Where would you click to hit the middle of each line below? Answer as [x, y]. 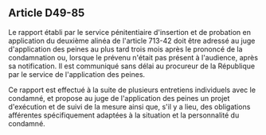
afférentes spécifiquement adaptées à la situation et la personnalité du [124, 115]
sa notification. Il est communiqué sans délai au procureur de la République [132, 66]
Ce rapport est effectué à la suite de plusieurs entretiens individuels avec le [132, 90]
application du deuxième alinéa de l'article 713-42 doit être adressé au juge [132, 40]
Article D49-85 [47, 13]
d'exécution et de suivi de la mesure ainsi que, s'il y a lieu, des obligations [129, 106]
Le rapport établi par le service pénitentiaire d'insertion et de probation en [129, 32]
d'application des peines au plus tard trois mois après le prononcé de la [125, 49]
